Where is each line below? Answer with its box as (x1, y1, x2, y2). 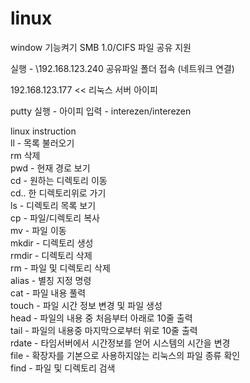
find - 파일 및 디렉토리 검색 (10, 362, 116, 374)
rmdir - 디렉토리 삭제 (10, 249, 93, 261)
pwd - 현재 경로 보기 (10, 162, 91, 174)
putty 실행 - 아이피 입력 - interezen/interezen (10, 105, 192, 117)
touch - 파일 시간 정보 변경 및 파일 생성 (10, 299, 163, 311)
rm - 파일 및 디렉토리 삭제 (10, 262, 111, 274)
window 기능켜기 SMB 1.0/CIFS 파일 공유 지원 (10, 41, 192, 53)
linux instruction (10, 125, 77, 137)
